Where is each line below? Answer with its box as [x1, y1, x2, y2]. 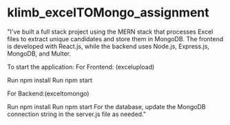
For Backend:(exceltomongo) [7, 89, 90, 98]
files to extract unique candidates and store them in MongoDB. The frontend [7, 34, 224, 43]
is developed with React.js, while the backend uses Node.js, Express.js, [7, 42, 210, 50]
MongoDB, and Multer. [7, 49, 71, 58]
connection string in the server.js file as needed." [7, 110, 147, 118]
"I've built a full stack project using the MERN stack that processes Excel [7, 27, 213, 36]
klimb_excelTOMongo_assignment [7, 5, 209, 21]
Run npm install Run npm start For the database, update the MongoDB [7, 102, 206, 111]
